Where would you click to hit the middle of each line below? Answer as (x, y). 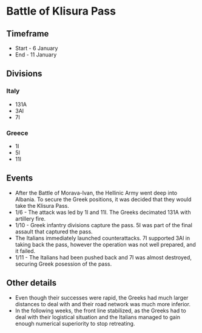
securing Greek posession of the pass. (63, 264)
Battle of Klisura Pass (61, 11)
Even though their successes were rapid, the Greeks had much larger (102, 297)
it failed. (25, 251)
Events (20, 178)
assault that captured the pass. (54, 232)
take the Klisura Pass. (42, 205)
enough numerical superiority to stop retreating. (75, 323)
